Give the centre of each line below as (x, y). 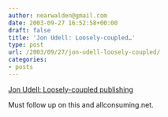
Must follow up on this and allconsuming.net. (81, 104)
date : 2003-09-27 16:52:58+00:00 (63, 23)
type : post (26, 45)
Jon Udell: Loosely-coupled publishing (71, 89)
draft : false (30, 30)
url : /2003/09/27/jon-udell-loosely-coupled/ (84, 52)
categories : (28, 60)
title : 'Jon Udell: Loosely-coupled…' (72, 38)
